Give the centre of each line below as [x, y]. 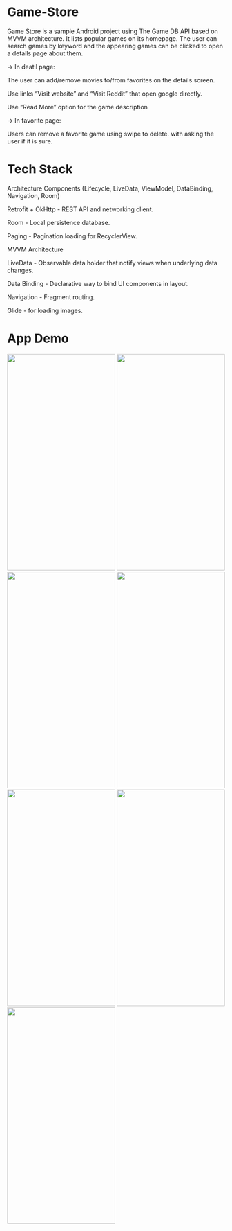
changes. [20, 270]
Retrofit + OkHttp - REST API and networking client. [80, 209]
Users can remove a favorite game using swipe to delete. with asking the [110, 134]
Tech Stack [40, 169]
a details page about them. [45, 53]
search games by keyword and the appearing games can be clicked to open [115, 46]
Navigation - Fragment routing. [51, 297]
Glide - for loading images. [45, 310]
